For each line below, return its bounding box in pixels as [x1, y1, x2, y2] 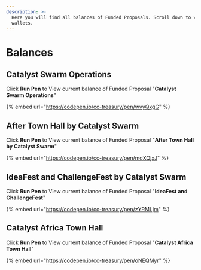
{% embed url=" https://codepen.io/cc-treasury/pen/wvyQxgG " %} [6, 103, 170, 111]
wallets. [11, 20, 33, 26]
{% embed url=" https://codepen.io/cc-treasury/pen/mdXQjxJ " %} [6, 154, 169, 162]
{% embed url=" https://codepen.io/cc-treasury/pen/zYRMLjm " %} [6, 206, 170, 213]
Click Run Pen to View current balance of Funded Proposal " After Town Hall [6, 136, 194, 144]
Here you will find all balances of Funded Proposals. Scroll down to [11, 14, 191, 20]
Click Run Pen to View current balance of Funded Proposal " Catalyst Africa [6, 239, 193, 246]
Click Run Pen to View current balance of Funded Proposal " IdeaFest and [6, 188, 188, 195]
